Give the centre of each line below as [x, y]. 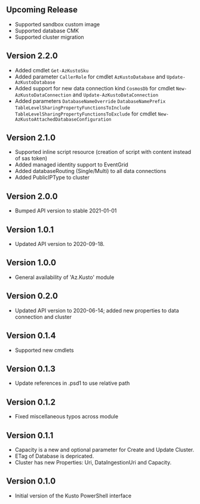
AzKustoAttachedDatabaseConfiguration [63, 119]
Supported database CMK [47, 31]
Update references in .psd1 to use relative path [72, 383]
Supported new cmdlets [44, 350]
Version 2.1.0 [31, 138]
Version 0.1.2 [31, 402]
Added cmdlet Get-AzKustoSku [52, 70]
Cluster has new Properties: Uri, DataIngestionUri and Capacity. [93, 462]
